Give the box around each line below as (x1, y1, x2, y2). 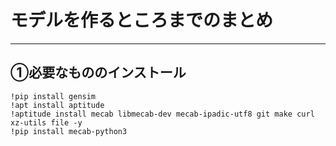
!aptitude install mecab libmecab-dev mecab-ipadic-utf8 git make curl (10, 109, 315, 119)
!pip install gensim (10, 91, 97, 101)
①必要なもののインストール (10, 64, 187, 81)
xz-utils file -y (10, 117, 83, 128)
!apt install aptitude (10, 100, 105, 110)
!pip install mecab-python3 (10, 126, 128, 136)
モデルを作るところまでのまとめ (10, 9, 274, 32)
